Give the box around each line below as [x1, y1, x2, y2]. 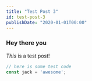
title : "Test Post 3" [6, 8, 59, 15]
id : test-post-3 [6, 14, 45, 20]
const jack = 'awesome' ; [6, 69, 66, 75]
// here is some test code [6, 63, 72, 69]
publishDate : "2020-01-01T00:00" [6, 19, 87, 25]
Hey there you [6, 39, 47, 47]
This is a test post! [6, 52, 51, 59]
